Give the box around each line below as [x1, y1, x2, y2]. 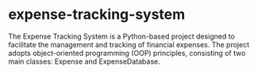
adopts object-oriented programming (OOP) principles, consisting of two [8, 48, 246, 57]
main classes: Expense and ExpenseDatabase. [8, 57, 160, 66]
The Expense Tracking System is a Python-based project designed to [8, 31, 236, 41]
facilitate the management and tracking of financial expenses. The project [8, 39, 250, 49]
